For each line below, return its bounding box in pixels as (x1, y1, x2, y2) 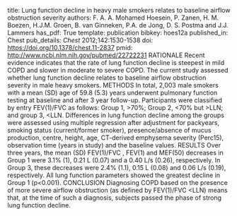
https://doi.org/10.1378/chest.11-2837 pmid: (7, 44, 133, 52)
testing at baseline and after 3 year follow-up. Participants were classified (7, 96, 223, 104)
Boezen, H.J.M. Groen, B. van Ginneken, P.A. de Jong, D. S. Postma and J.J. (7, 21, 229, 29)
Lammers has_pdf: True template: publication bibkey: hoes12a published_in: (7, 28, 229, 37)
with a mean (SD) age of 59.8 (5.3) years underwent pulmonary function (7, 88, 218, 97)
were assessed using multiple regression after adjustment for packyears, (7, 119, 220, 126)
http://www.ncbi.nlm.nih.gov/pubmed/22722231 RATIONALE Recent (7, 51, 205, 59)
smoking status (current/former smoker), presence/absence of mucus (7, 126, 212, 134)
